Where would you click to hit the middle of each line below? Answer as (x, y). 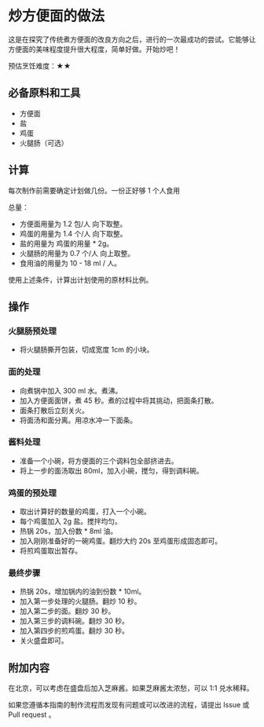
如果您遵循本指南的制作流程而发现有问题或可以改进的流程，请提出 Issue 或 (129, 705)
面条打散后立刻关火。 (54, 410)
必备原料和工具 (44, 93)
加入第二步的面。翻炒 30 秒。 (67, 611)
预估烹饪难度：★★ (40, 66)
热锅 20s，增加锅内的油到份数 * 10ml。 (82, 592)
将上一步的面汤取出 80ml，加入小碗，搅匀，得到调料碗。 (111, 470)
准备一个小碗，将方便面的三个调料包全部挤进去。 (99, 461)
